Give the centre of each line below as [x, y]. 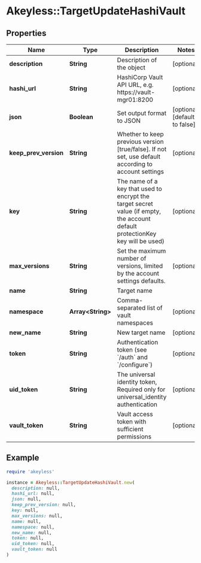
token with [132, 422]
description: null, [36, 488]
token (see [132, 350]
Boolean [81, 117]
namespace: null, [33, 527]
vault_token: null [35, 549]
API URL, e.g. [135, 85]
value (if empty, [139, 211]
